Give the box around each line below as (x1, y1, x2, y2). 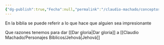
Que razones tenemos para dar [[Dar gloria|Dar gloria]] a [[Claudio (5, 29, 139, 35)
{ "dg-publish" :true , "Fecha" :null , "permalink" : (5, 7, 102, 12)
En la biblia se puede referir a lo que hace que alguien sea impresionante (5, 20, 151, 26)
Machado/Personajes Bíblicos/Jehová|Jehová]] (5, 34, 100, 40)
